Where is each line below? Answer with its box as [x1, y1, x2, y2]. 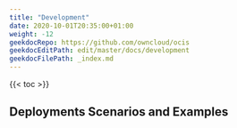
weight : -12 [9, 29, 54, 38]
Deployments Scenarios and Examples [9, 104, 229, 120]
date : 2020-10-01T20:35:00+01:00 [9, 21, 134, 30]
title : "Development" [9, 12, 90, 22]
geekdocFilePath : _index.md [9, 54, 114, 63]
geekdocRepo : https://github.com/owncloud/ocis [9, 37, 190, 47]
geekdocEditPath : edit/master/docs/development [9, 46, 190, 55]
